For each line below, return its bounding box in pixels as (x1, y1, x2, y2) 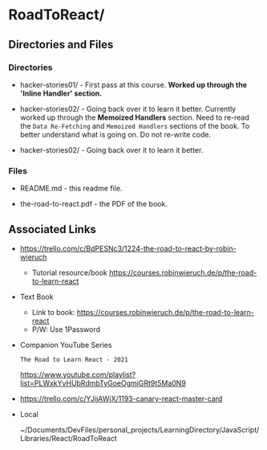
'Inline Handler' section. (19, 88, 103, 98)
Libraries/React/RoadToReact (19, 433, 118, 443)
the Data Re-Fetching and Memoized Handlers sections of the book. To (19, 121, 250, 130)
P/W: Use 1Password (31, 324, 101, 334)
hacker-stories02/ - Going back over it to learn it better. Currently (19, 104, 237, 113)
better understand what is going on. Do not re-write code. (19, 129, 212, 139)
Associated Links (8, 223, 96, 236)
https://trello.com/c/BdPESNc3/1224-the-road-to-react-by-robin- (19, 243, 237, 253)
